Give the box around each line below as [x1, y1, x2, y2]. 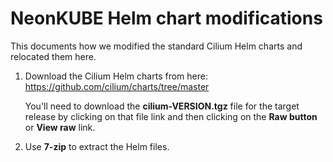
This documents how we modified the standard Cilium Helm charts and [10, 40, 303, 52]
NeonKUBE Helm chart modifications [10, 7, 323, 30]
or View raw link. [24, 121, 96, 133]
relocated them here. [10, 50, 97, 62]
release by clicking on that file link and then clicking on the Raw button [24, 110, 318, 122]
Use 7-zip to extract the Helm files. [24, 140, 170, 152]
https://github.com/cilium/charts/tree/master [24, 80, 210, 92]
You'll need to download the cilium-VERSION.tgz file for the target [24, 100, 300, 112]
